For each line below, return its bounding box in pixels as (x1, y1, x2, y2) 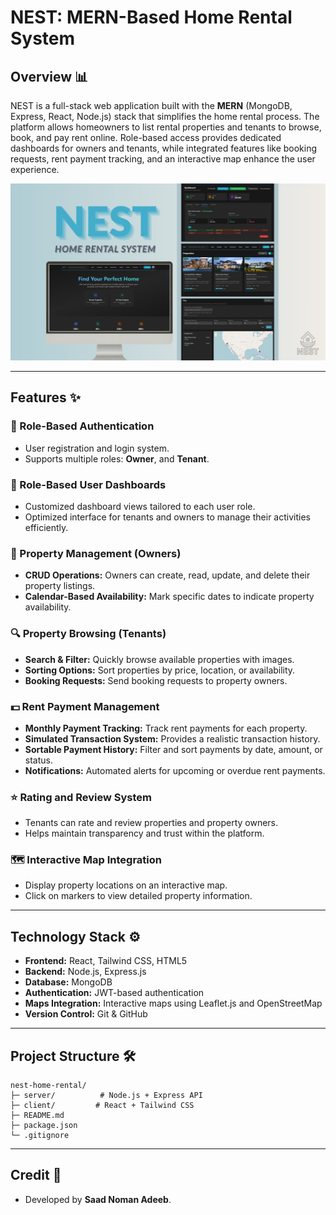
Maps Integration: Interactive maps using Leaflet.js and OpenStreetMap (24, 997, 323, 1010)
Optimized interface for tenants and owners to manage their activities (24, 511, 311, 523)
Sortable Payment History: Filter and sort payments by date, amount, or (24, 743, 323, 755)
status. (24, 754, 53, 766)
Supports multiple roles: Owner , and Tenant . (24, 452, 210, 465)
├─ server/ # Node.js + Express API (10, 1091, 203, 1101)
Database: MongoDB (24, 976, 113, 988)
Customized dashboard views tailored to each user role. (24, 500, 256, 512)
